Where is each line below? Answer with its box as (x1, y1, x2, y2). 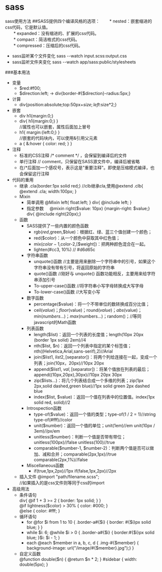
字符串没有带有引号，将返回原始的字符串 (33, 265, 115, 270)
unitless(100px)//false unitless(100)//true (33, 439, 115, 445)
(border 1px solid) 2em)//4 (33, 337, 86, 343)
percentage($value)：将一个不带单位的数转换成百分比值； (33, 301, 150, 307)
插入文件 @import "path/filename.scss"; (19, 474, 99, 479)
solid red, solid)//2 (33, 399, 70, 405)
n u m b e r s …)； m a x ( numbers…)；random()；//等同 (43, 313, 142, 319)
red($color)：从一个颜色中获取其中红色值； (33, 235, 120, 241)
